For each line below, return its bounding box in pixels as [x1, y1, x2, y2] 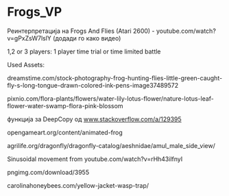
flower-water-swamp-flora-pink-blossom [7, 101, 123, 110]
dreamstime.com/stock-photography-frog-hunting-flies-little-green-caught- [7, 73, 223, 82]
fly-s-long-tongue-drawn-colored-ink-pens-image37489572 [7, 81, 179, 89]
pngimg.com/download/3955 [7, 168, 90, 176]
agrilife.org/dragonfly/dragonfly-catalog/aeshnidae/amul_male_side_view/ [7, 141, 216, 149]
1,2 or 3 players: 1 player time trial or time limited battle [7, 47, 161, 56]
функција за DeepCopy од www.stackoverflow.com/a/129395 [7, 114, 182, 123]
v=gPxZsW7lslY [7, 34, 51, 42]
